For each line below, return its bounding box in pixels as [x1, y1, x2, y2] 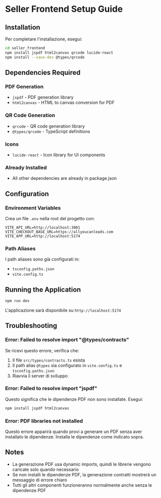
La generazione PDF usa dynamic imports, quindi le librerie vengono [12, 461, 151, 467]
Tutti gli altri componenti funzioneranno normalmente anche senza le [12, 482, 152, 488]
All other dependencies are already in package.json [12, 175, 117, 181]
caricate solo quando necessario [12, 466, 79, 472]
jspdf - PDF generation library [12, 95, 74, 100]
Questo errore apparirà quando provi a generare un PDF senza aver [5, 429, 142, 434]
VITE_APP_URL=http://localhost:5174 [5, 233, 80, 238]
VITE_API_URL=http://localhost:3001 [5, 225, 80, 230]
